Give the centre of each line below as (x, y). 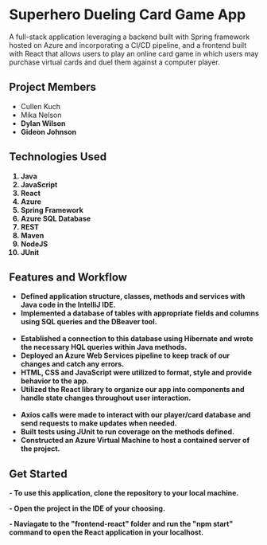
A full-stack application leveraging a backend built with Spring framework (130, 37)
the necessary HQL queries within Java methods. (104, 347)
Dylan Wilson (43, 123)
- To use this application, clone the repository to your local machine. (124, 493)
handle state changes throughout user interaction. (106, 398)
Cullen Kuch (40, 106)
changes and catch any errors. (72, 364)
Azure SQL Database (56, 218)
